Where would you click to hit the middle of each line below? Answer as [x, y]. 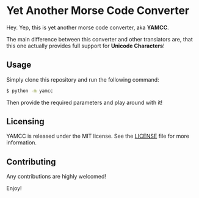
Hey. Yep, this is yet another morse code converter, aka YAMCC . [88, 27]
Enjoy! [14, 188]
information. [22, 143]
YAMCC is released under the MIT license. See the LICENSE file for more [98, 136]
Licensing [25, 122]
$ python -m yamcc [30, 91]
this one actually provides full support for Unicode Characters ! [85, 46]
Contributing [31, 162]
